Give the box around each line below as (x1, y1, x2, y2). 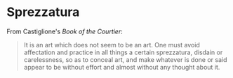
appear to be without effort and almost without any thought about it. (23, 63, 220, 71)
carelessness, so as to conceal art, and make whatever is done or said (23, 55, 227, 63)
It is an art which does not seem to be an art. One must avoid (23, 40, 201, 49)
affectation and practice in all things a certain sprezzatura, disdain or (23, 48, 223, 56)
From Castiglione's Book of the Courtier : (6, 27, 124, 36)
